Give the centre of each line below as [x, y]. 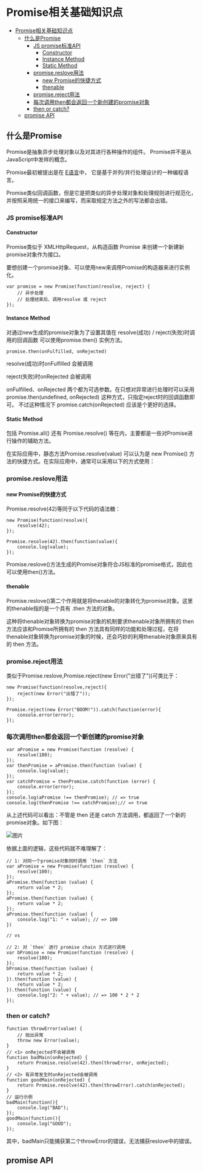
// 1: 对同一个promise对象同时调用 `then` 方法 [62, 861]
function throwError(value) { [45, 1029]
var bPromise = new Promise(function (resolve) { [70, 953]
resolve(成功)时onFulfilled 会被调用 [50, 364]
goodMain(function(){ [34, 1118]
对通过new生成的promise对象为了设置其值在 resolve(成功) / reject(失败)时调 [101, 333]
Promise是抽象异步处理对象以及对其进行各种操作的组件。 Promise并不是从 [99, 151]
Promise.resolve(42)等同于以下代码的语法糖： [64, 509]
